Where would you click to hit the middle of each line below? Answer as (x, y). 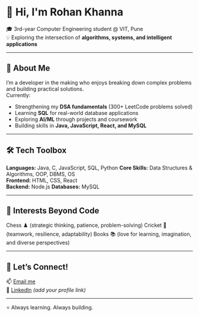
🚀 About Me (28, 68)
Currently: (18, 95)
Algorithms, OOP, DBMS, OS (41, 174)
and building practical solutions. (45, 89)
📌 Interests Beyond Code (53, 211)
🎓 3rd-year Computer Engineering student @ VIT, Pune (75, 28)
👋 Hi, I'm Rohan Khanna (65, 12)
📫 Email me (21, 281)
